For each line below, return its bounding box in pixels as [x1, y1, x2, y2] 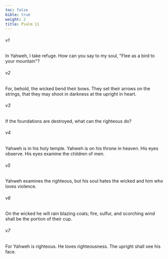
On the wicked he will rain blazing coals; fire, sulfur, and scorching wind [5, 210, 155, 217]
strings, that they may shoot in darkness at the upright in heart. [5, 91, 137, 97]
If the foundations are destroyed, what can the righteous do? [5, 118, 132, 124]
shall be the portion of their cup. [5, 216, 72, 222]
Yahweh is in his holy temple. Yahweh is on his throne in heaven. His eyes [5, 145, 158, 152]
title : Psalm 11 [5, 21, 39, 27]
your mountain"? [5, 58, 40, 64]
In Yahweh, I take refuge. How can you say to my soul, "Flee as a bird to [5, 53, 155, 59]
